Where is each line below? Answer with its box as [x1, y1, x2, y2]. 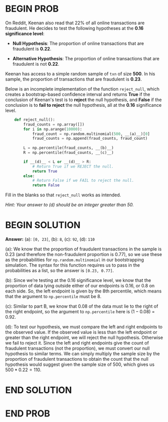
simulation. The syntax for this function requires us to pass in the [5, 262, 140, 268]
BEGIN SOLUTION [5, 220, 81, 231]
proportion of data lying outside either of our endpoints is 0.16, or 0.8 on [5, 283, 155, 289]
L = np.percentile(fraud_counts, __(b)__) [23, 145, 114, 151]
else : [23, 173, 35, 179]
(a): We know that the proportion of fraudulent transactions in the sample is [5, 246, 162, 252]
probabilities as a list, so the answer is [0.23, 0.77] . [5, 268, 114, 274]
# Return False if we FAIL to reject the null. [32, 178, 135, 183]
